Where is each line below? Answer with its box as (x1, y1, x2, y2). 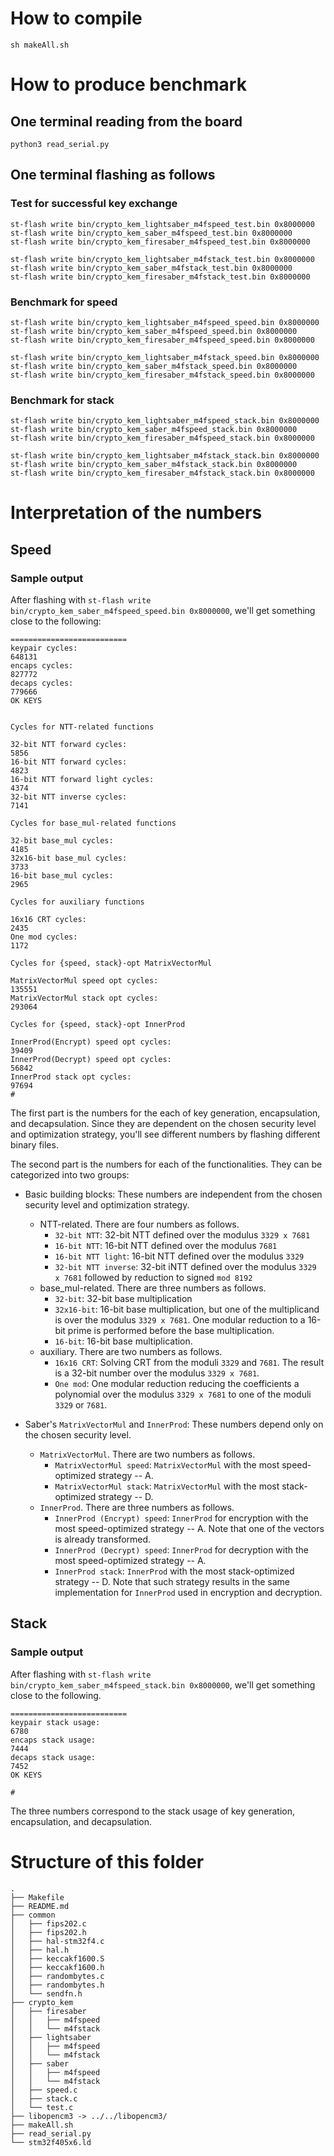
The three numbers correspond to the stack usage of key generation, (10, 1805, 295, 1817)
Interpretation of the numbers (10, 502, 263, 524)
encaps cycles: (10, 661, 74, 671)
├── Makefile (10, 1892, 65, 1902)
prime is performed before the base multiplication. (67, 1325, 275, 1337)
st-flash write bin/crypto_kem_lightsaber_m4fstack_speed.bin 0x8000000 (10, 352, 320, 362)
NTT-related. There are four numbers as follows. (39, 1218, 240, 1231)
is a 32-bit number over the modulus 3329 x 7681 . (54, 1367, 260, 1379)
